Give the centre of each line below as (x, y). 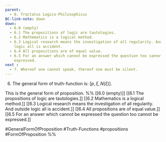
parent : (13, 10)
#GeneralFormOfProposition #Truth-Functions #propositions (67, 129)
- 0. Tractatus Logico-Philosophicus (48, 14)
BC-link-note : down (25, 19)
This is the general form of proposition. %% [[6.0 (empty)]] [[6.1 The (75, 93)
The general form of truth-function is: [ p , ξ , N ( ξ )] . (62, 84)
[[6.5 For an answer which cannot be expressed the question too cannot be (82, 114)
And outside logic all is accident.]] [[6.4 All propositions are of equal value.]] (83, 109)
